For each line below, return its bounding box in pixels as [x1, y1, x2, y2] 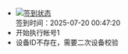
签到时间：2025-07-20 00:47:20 [15, 18, 121, 27]
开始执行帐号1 [15, 28, 60, 37]
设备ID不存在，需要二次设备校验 [15, 38, 119, 47]
